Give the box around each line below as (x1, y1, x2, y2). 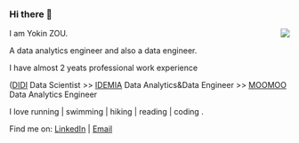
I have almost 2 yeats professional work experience (9, 62, 198, 74)
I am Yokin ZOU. (9, 28, 69, 39)
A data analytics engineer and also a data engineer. (9, 45, 198, 56)
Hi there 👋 (9, 8, 53, 20)
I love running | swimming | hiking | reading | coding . (9, 107, 205, 117)
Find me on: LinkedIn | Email (9, 123, 113, 134)
